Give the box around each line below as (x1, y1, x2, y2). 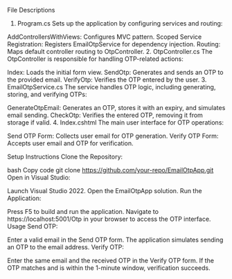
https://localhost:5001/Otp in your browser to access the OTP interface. (7, 215, 211, 223)
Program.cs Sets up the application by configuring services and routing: (17, 19, 223, 27)
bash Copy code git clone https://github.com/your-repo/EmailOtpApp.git (7, 166, 214, 174)
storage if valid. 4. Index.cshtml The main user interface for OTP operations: (7, 118, 224, 127)
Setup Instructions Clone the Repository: (7, 152, 123, 161)
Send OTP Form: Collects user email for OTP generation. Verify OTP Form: (7, 132, 219, 140)
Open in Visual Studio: (7, 173, 71, 181)
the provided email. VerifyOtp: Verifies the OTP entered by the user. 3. (7, 75, 207, 84)
